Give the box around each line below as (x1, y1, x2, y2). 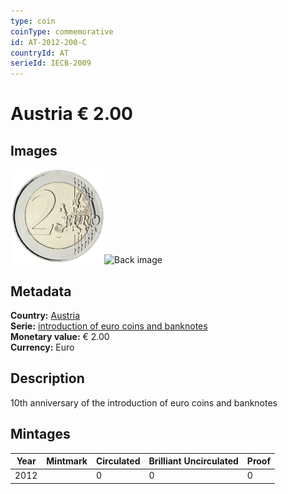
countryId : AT (10, 48, 70, 58)
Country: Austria (10, 309, 81, 321)
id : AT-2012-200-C (10, 37, 87, 47)
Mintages (10, 426, 71, 443)
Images (10, 142, 58, 159)
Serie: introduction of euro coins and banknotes (10, 320, 208, 332)
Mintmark (46, 455, 88, 467)
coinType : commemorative (10, 26, 114, 37)
